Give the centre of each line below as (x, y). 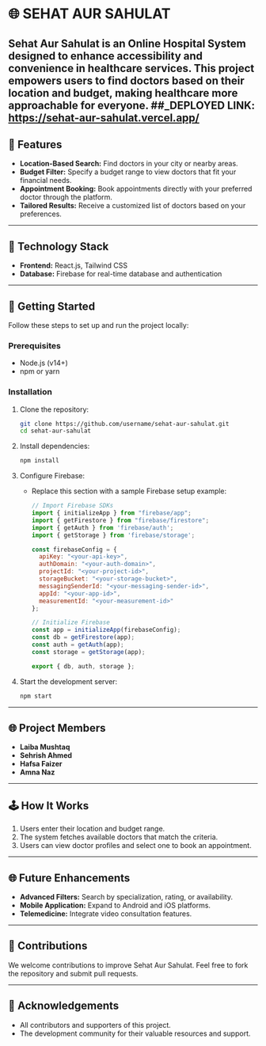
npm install (39, 461)
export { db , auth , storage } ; (83, 666)
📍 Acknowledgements (64, 1006)
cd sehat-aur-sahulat (55, 431)
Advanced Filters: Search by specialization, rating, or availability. (126, 897)
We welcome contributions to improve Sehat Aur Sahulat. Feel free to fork (128, 965)
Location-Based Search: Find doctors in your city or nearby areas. (129, 164)
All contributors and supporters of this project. (95, 1025)
